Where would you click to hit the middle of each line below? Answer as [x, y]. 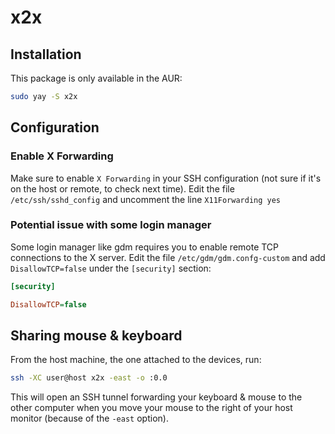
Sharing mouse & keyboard [96, 335]
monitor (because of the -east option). [89, 418]
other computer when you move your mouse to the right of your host [151, 408]
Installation [46, 54]
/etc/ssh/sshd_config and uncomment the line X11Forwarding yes [146, 199]
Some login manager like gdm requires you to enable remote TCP [145, 247]
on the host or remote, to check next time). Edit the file [122, 188]
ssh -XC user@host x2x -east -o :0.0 [89, 378]
